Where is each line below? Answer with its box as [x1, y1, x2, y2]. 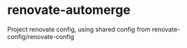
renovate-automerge [7, 2, 131, 18]
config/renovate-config [7, 32, 75, 40]
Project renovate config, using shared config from [7, 25, 151, 33]
